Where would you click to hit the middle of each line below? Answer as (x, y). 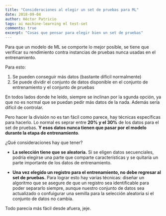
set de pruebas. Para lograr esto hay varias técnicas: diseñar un (78, 178)
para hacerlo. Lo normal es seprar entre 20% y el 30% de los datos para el (82, 122)
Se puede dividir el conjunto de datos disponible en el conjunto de (80, 82)
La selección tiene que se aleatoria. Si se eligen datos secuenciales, (83, 152)
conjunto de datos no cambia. (43, 199)
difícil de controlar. (24, 108)
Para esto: (16, 67)
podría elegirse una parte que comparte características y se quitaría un (85, 157)
